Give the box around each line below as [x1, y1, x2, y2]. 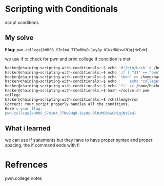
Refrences [5, 159, 48, 170]
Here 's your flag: [5, 106, 42, 111]
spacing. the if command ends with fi [5, 142, 80, 148]
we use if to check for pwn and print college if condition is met [5, 56, 131, 62]
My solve [5, 34, 34, 42]
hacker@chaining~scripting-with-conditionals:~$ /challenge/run [5, 97, 139, 102]
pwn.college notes [5, 175, 42, 181]
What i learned [5, 124, 51, 132]
